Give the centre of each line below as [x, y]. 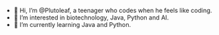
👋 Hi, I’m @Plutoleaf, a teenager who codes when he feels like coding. [113, 10]
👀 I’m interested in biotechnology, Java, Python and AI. [91, 17]
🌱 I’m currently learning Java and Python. [72, 25]
